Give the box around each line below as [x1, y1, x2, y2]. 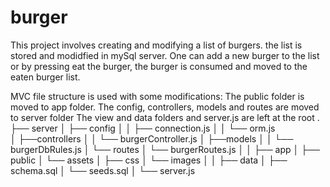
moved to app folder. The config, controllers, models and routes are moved [10, 101, 320, 113]
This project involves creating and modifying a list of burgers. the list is [10, 39, 303, 51]
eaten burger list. [10, 71, 81, 83]
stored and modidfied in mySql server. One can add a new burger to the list [10, 49, 320, 61]
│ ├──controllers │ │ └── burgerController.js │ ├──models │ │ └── [10, 132, 294, 145]
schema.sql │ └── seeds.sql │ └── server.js [10, 164, 196, 176]
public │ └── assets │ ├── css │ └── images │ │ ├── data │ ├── [10, 154, 288, 166]
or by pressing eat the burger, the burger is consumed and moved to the [10, 60, 308, 72]
